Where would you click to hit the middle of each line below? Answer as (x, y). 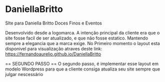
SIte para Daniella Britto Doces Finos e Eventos (54, 23)
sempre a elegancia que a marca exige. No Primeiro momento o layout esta (82, 43)
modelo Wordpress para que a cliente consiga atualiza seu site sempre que (83, 69)
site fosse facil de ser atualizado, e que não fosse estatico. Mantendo (77, 38)
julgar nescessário (24, 74)
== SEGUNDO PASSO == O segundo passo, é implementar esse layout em (82, 63)
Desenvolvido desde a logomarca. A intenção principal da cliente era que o (82, 32)
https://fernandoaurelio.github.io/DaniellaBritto (53, 54)
